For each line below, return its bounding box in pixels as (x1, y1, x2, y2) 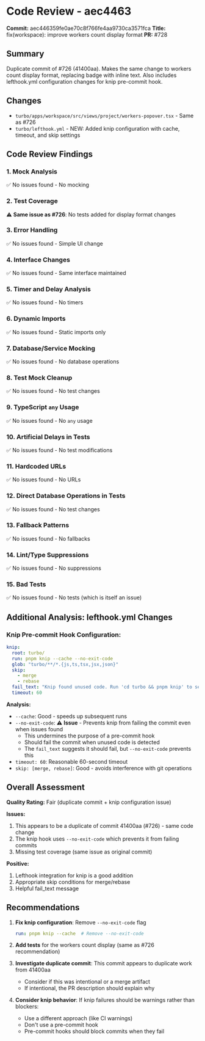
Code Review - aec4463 (6, 4, 132, 18)
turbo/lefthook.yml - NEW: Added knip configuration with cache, (15, 125, 180, 132)
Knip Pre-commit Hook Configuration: (6, 630, 121, 639)
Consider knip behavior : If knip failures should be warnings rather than (15, 996, 195, 1004)
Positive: (6, 860, 29, 867)
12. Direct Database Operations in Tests (6, 492, 126, 500)
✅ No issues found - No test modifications (6, 446, 113, 453)
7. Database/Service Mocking (6, 344, 96, 352)
